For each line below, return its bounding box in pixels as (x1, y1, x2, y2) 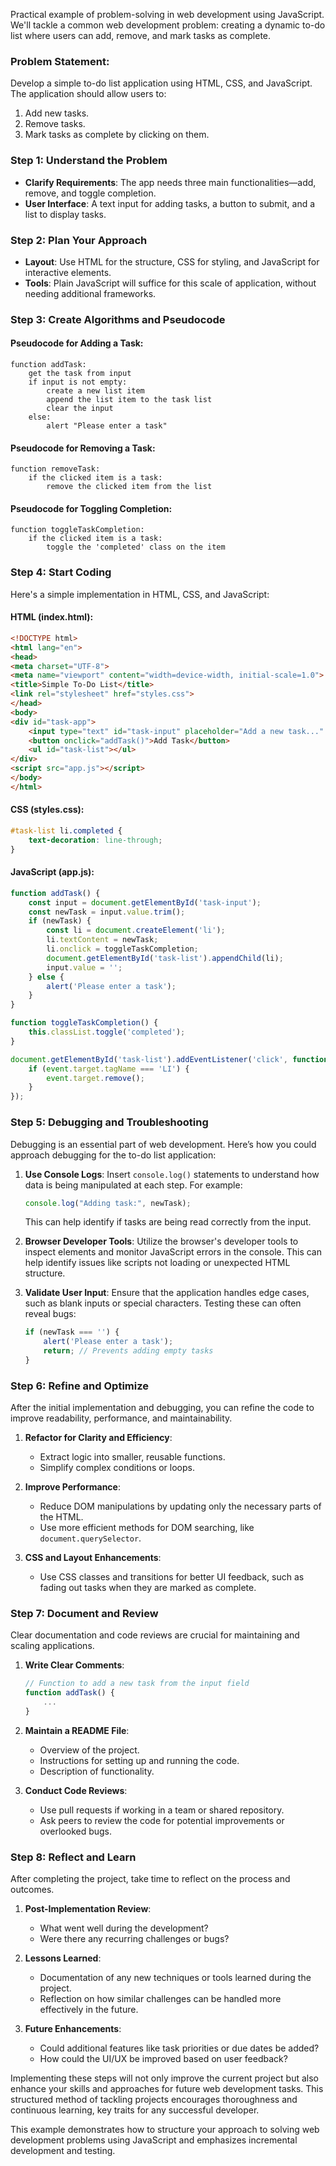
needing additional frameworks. (24, 287, 157, 299)
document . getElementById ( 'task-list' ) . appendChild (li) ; (46, 953, 284, 963)
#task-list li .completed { (10, 826, 123, 836)
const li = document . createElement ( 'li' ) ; (46, 925, 226, 936)
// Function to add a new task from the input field (24, 1679, 250, 1689)
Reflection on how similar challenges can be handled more (39, 1993, 282, 2005)
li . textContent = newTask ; (46, 935, 159, 945)
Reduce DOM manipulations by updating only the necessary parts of (39, 1500, 322, 1513)
